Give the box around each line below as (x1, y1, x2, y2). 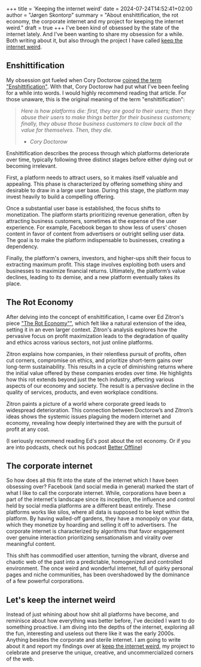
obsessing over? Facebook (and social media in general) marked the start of (6, 483, 194, 490)
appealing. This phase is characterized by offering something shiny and (6, 180, 183, 188)
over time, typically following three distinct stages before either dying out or (6, 156, 193, 163)
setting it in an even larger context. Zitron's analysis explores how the (6, 326, 178, 333)
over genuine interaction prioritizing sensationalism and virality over (6, 534, 173, 541)
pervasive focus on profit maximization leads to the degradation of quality (6, 332, 188, 339)
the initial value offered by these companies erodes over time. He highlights (6, 369, 193, 376)
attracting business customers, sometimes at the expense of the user (6, 217, 178, 224)
